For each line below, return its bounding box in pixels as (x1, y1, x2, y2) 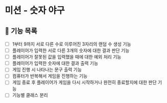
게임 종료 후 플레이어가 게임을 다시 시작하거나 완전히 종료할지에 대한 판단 (12, 80, 157, 86)
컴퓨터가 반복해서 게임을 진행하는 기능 (12, 73, 88, 79)
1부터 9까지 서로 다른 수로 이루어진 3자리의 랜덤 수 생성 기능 (12, 41, 131, 47)
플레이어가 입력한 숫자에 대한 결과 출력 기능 (12, 60, 99, 66)
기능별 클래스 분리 (12, 92, 48, 98)
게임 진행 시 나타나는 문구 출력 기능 (12, 67, 82, 73)
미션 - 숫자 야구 (5, 5, 65, 16)
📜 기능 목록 (5, 27, 38, 35)
